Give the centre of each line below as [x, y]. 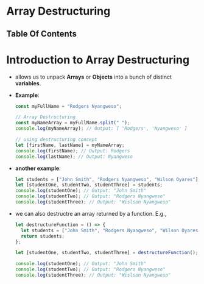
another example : [38, 168]
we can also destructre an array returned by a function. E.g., [91, 213]
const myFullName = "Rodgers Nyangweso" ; [69, 106]
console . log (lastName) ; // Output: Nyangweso [74, 157]
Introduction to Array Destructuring [98, 60]
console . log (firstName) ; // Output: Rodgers [72, 151]
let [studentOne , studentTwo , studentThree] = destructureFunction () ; [107, 253]
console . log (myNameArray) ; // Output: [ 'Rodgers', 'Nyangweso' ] [101, 129]
